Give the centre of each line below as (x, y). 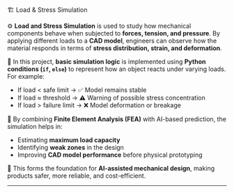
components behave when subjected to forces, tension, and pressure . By (114, 33)
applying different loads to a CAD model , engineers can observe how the (112, 41)
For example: (26, 76)
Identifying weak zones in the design (70, 147)
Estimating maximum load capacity (69, 140)
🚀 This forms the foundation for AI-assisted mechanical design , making (111, 168)
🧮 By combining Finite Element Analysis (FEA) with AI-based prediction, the (117, 119)
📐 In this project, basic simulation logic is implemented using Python (107, 62)
